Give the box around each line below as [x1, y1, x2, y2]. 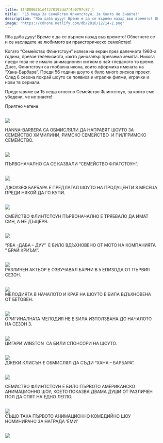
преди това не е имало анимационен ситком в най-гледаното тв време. [5, 59, 155, 65]
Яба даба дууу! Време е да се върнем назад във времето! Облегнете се [5, 34, 155, 40]
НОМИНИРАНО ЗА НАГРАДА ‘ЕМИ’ [5, 418, 78, 425]
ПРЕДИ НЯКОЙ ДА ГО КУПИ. [5, 190, 65, 196]
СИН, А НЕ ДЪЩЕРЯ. [5, 219, 49, 225]
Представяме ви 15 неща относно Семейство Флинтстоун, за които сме [5, 89, 155, 95]
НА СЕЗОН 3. [5, 321, 33, 327]
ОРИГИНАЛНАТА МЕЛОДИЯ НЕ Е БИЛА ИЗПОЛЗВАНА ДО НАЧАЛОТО [5, 316, 152, 322]
